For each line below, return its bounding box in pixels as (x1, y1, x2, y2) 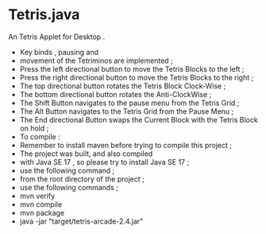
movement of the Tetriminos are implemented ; (19, 56, 173, 65)
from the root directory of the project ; (19, 174, 145, 184)
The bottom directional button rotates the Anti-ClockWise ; (19, 89, 212, 99)
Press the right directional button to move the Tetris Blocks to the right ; (19, 72, 254, 82)
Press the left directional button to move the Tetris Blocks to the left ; (19, 64, 245, 73)
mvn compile (19, 199, 63, 209)
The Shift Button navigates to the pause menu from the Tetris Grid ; (19, 98, 240, 107)
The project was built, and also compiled (19, 149, 153, 158)
